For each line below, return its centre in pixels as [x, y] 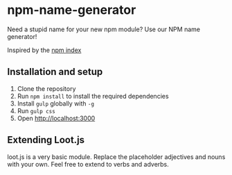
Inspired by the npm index [44, 50]
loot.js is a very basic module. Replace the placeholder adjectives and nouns [116, 157]
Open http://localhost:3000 [56, 118]
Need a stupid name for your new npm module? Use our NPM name [104, 29]
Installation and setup [55, 72]
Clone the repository [46, 88]
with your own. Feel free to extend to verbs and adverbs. [88, 164]
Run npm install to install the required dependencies [93, 96]
